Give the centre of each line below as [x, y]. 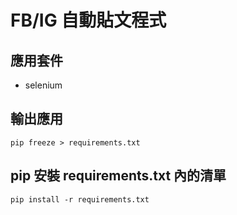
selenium [43, 85]
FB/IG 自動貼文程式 [88, 20]
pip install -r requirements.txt [80, 199]
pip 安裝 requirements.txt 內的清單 [118, 176]
